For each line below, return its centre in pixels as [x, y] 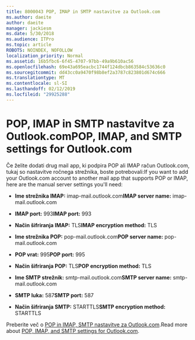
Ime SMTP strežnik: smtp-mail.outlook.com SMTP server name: [93, 277]
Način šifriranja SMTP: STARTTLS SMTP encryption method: [90, 307]
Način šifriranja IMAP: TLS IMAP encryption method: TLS [86, 225]
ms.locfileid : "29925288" [38, 94]
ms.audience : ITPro [30, 39]
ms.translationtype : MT [36, 78]
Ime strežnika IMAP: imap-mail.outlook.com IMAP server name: [93, 196]
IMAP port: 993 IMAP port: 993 [53, 214]
